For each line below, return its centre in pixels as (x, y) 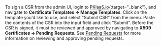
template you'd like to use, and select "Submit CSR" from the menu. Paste (80, 17)
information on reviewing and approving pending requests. (64, 38)
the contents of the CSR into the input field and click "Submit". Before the (79, 23)
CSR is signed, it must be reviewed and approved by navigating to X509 (78, 28)
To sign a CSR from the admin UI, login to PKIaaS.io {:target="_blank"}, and (80, 7)
